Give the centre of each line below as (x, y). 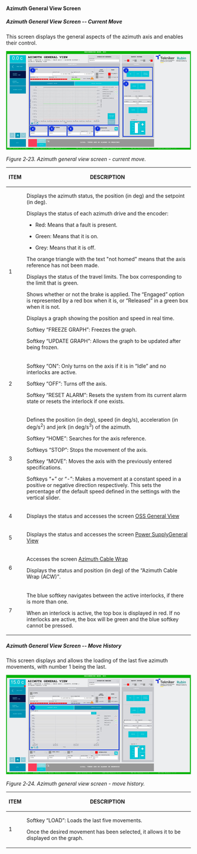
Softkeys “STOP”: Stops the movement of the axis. (87, 449)
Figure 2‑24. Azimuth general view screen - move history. (76, 783)
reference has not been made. (63, 265)
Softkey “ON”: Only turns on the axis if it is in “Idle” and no (96, 366)
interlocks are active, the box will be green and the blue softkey (102, 619)
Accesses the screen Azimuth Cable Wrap (77, 559)
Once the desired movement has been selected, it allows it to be (103, 832)
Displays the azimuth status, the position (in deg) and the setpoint (105, 196)
